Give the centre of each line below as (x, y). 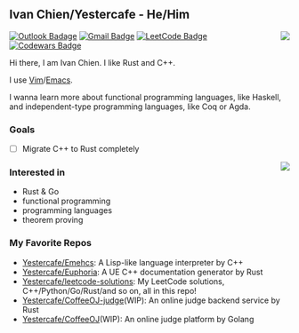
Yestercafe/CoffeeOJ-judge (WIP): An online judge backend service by (151, 300)
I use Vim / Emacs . (41, 80)
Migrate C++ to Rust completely (81, 149)
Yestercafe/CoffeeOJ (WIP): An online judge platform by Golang (138, 319)
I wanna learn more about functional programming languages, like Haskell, (145, 97)
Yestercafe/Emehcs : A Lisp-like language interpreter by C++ (133, 262)
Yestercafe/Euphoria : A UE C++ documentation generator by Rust (142, 272)
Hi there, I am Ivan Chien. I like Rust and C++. (93, 62)
